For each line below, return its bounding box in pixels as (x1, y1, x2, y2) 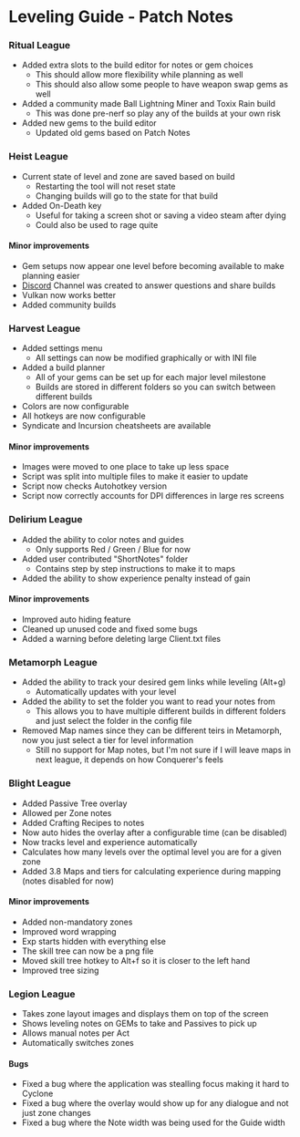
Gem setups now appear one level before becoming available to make (21, 260, 284, 271)
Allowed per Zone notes (21, 807, 112, 818)
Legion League (8, 987, 76, 1000)
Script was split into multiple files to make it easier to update (21, 471, 248, 482)
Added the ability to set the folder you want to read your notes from (21, 696, 275, 708)
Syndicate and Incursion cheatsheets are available (21, 420, 212, 431)
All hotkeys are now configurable (21, 410, 147, 421)
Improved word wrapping (21, 925, 117, 936)
